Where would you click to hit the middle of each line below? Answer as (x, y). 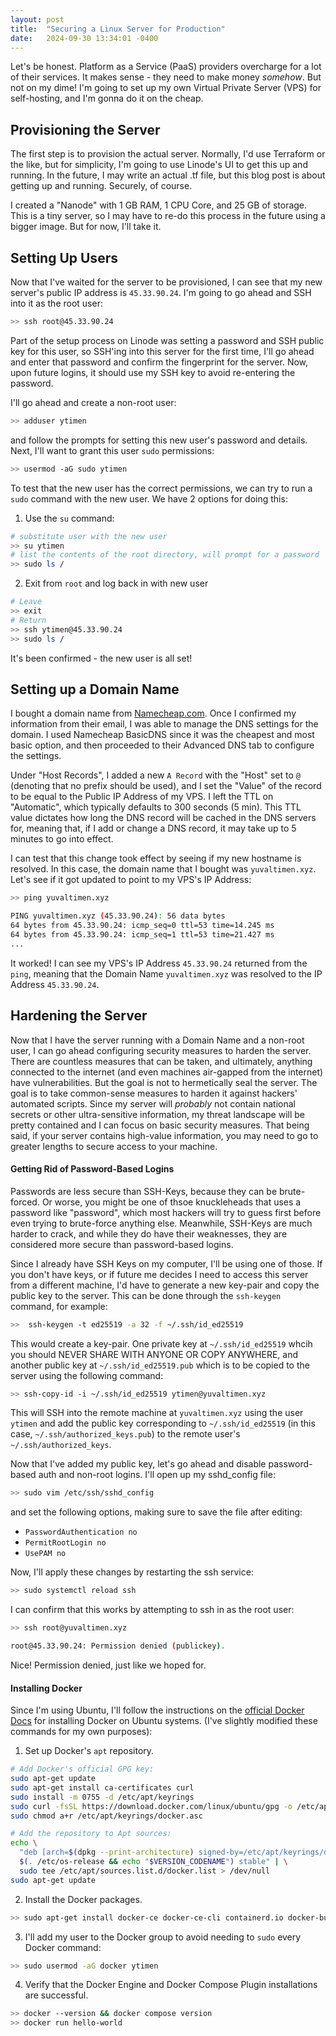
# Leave (26, 602)
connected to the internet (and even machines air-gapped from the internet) (167, 1072)
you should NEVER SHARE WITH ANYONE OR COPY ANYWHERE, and (154, 1354)
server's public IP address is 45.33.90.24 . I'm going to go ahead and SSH (161, 292)
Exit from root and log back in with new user (116, 583)
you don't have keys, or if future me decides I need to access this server (159, 1274)
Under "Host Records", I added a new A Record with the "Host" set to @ (155, 775)
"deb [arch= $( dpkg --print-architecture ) (107, 1852)
